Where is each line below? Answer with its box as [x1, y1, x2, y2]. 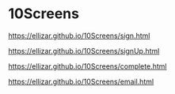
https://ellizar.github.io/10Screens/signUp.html [8, 46, 160, 55]
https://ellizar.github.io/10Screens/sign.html [8, 31, 150, 40]
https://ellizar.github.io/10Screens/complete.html [8, 61, 167, 71]
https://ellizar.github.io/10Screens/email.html [8, 77, 154, 86]
